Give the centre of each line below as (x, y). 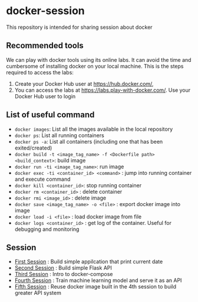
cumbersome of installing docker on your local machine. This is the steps (95, 66)
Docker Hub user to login (45, 96)
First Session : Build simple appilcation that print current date (89, 262)
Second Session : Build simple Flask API (63, 268)
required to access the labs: (40, 72)
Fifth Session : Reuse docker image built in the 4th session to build (95, 287)
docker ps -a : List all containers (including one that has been (89, 141)
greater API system (38, 293)
